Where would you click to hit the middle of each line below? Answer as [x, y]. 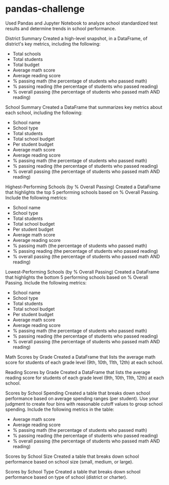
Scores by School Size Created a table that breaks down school [72, 456]
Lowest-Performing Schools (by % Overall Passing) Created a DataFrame [82, 272]
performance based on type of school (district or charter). [66, 477]
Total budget [26, 64]
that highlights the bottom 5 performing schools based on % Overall [77, 277]
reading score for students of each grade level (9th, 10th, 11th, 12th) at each [85, 378]
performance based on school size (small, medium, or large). [69, 461]
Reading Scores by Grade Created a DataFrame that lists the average [78, 372]
